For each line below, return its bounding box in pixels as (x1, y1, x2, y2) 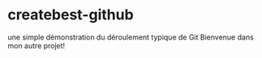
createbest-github (7, 6, 135, 24)
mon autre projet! (7, 40, 66, 50)
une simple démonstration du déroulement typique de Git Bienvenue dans (7, 32, 255, 42)
